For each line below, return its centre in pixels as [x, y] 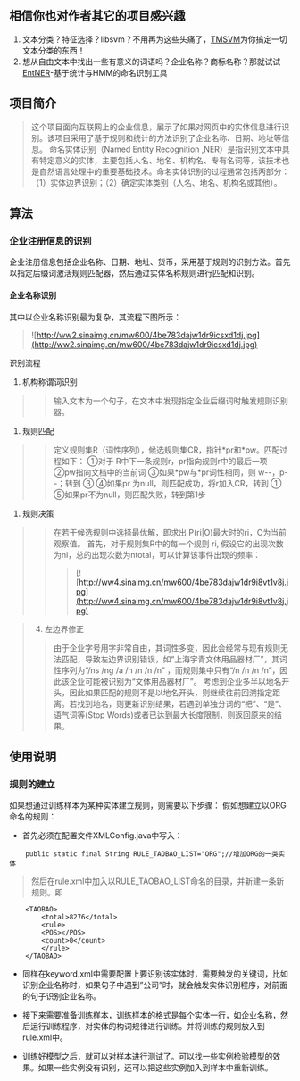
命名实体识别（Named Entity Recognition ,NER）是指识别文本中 [166, 149]
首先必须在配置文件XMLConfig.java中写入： [102, 836]
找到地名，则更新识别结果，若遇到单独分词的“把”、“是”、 [182, 703]
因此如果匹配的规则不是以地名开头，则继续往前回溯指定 [171, 692]
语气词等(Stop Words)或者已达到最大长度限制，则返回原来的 [164, 715]
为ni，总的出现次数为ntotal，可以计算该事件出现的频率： [157, 554]
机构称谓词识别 [50, 381]
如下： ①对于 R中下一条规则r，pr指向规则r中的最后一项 [164, 461]
